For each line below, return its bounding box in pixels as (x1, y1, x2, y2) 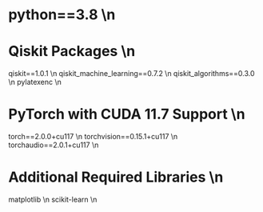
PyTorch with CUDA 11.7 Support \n (8, 106, 245, 123)
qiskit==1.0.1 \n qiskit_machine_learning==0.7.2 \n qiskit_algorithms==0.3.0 (8, 69, 255, 78)
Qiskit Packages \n (8, 42, 136, 61)
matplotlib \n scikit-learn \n (8, 194, 98, 204)
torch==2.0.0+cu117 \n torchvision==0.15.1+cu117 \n (8, 132, 178, 142)
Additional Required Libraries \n (8, 168, 224, 186)
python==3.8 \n (8, 6, 116, 24)
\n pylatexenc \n (8, 78, 62, 87)
